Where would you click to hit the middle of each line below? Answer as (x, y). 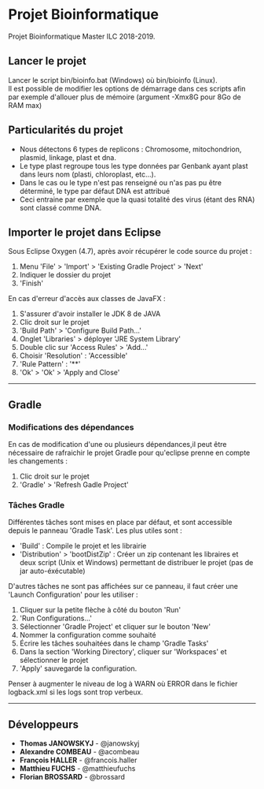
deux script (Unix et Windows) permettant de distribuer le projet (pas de (136, 563)
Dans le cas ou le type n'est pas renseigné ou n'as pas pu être (121, 182)
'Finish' (31, 283)
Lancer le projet (47, 61)
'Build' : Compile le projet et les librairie (83, 546)
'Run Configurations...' (56, 618)
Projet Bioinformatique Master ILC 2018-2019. (82, 36)
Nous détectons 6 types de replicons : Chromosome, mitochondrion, (130, 149)
